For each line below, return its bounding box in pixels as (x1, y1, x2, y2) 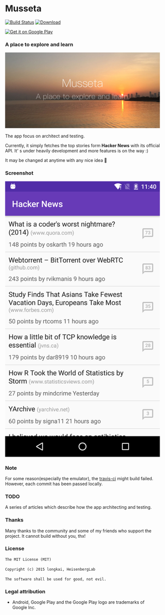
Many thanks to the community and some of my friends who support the (5, 527, 152, 534)
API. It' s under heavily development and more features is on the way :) (5, 148, 149, 154)
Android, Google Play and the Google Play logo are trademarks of (12, 599, 145, 605)
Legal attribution (5, 588, 46, 595)
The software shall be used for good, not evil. (5, 577, 107, 582)
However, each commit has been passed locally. (5, 481, 103, 487)
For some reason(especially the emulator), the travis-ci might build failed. (5, 475, 154, 481)
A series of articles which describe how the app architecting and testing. (5, 504, 152, 510)
